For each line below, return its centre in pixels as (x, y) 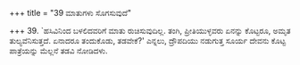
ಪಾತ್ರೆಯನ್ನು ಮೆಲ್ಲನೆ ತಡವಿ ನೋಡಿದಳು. (58, 51)
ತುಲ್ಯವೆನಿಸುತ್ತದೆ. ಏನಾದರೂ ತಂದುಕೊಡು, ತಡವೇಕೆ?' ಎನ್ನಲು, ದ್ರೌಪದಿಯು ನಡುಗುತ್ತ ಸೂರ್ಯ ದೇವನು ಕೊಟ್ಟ (148, 41)
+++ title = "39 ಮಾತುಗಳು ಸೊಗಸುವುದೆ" (71, 13)
